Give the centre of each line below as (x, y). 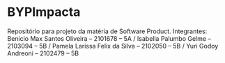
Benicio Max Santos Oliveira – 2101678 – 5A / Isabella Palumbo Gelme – (109, 38)
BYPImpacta (44, 12)
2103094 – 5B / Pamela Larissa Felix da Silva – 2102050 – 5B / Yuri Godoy (113, 46)
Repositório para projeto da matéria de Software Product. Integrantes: (107, 31)
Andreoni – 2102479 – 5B (43, 53)
